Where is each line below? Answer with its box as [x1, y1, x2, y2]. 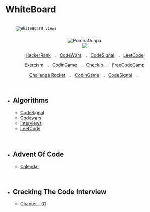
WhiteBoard [5, 4, 56, 15]
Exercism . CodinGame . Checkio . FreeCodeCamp [24, 62, 145, 68]
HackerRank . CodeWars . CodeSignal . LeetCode [25, 52, 144, 58]
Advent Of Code [12, 150, 64, 159]
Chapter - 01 [20, 201, 46, 207]
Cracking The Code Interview [12, 187, 107, 196]
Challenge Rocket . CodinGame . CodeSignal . [29, 72, 138, 78]
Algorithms [12, 96, 49, 105]
